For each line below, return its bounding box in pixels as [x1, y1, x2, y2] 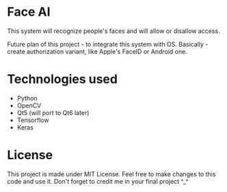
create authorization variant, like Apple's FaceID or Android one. [7, 47, 188, 56]
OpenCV [16, 101, 42, 110]
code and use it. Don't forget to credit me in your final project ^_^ [7, 177, 189, 185]
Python [16, 94, 38, 102]
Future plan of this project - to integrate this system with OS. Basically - [7, 40, 209, 48]
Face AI [7, 4, 51, 20]
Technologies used [7, 71, 118, 87]
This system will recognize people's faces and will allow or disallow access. [7, 27, 220, 35]
